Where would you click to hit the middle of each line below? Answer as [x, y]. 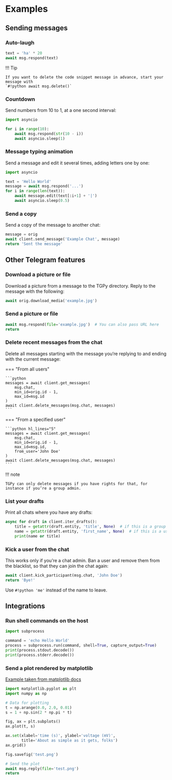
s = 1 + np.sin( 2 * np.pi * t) [39, 712]
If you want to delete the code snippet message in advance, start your [84, 77]
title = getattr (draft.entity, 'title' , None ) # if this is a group [90, 526]
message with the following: [35, 291]
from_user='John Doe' [37, 451]
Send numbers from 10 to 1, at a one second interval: [61, 110]
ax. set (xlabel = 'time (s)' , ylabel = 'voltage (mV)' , [60, 736]
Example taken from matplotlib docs [43, 679]
